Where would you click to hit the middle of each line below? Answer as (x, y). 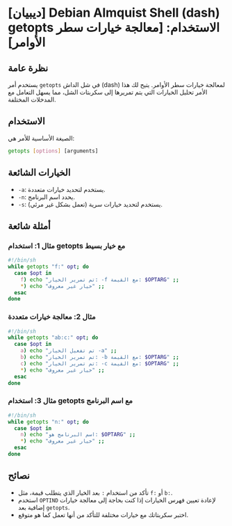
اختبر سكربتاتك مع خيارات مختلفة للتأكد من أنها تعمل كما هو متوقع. (103, 515)
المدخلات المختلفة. (32, 99)
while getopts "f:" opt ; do (49, 267)
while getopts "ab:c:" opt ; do (53, 338)
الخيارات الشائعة (39, 173)
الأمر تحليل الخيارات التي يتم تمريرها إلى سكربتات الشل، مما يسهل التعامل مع (108, 92)
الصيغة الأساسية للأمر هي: (41, 138)
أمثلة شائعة (29, 226)
